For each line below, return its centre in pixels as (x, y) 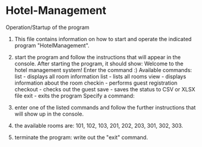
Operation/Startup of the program (48, 27)
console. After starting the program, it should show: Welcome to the (99, 64)
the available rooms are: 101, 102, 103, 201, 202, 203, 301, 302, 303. (99, 125)
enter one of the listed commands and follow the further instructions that (105, 107)
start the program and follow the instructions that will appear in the (97, 57)
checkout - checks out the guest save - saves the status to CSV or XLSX (105, 89)
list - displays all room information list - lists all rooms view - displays (100, 76)
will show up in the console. (49, 114)
